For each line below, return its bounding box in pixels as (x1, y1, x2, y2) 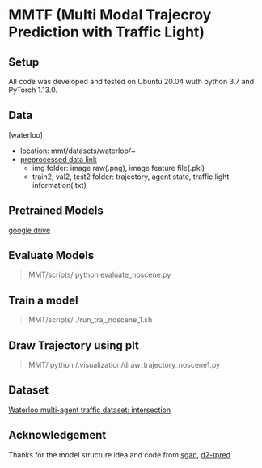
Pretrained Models (8, 204, 104, 218)
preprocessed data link (19, 154, 97, 164)
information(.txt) (32, 180, 87, 189)
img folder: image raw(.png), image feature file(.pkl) (32, 163, 205, 172)
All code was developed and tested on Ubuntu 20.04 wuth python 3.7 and (8, 77, 255, 86)
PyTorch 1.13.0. (8, 85, 58, 95)
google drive (8, 225, 51, 235)
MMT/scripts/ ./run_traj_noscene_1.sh (27, 315, 153, 325)
